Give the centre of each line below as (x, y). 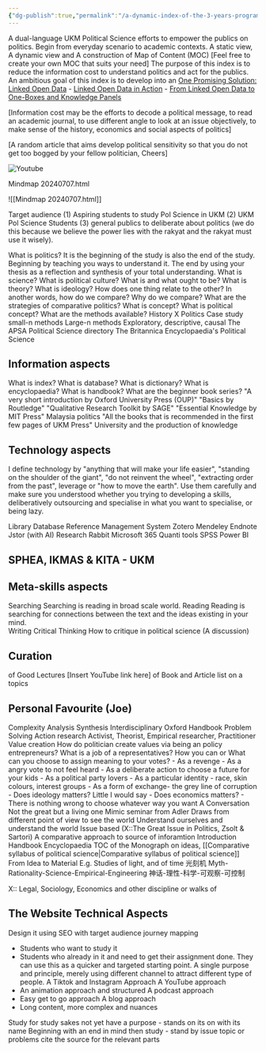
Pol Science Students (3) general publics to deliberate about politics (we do (131, 223)
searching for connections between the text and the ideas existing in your (128, 614)
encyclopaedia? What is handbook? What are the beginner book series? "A (130, 391)
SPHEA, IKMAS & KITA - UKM (82, 560)
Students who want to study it (68, 948)
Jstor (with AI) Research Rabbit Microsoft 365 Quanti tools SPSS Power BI (129, 535)
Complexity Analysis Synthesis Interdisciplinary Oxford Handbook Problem (130, 728)
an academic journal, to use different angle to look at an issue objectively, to (132, 120)
